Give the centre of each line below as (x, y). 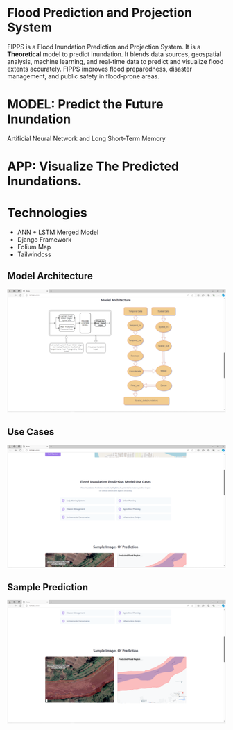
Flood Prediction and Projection (100, 13)
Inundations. (44, 181)
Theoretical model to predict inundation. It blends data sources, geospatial (114, 54)
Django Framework (44, 240)
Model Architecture (50, 276)
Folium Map (34, 247)
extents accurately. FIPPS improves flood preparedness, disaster (100, 69)
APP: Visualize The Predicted (93, 166)
